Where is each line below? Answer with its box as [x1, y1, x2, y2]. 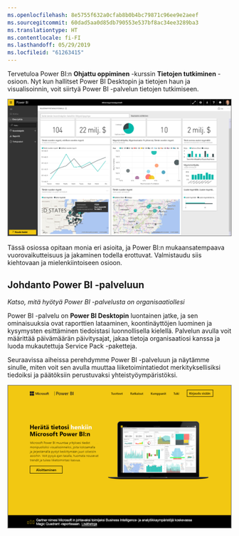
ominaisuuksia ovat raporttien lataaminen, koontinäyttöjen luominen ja [7, 319, 212, 328]
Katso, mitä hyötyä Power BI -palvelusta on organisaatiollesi [7, 298, 185, 306]
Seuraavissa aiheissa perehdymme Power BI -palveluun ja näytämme [7, 356, 210, 364]
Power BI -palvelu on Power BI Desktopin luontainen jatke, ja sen [7, 311, 198, 320]
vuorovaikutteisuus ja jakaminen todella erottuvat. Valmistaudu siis [7, 250, 202, 259]
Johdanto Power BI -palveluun [7, 279, 144, 291]
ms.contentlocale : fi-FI [7, 34, 81, 41]
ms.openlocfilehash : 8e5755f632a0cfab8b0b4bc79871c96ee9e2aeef [7, 11, 199, 19]
